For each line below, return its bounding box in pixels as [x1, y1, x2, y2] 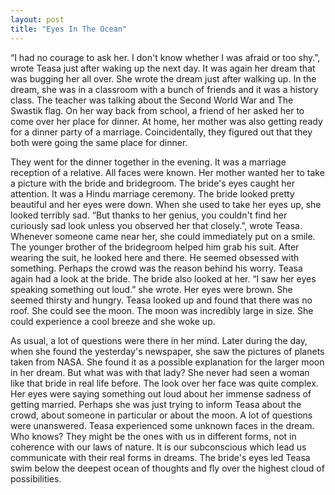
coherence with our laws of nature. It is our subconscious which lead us [10, 441, 307, 453]
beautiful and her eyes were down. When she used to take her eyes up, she [10, 198, 322, 210]
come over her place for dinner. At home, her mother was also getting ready [10, 115, 323, 127]
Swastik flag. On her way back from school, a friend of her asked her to [10, 104, 305, 116]
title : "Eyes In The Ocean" [10, 24, 128, 34]
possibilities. [10, 472, 62, 485]
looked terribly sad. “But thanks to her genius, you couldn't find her [10, 209, 288, 221]
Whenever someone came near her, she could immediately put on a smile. [10, 230, 316, 242]
